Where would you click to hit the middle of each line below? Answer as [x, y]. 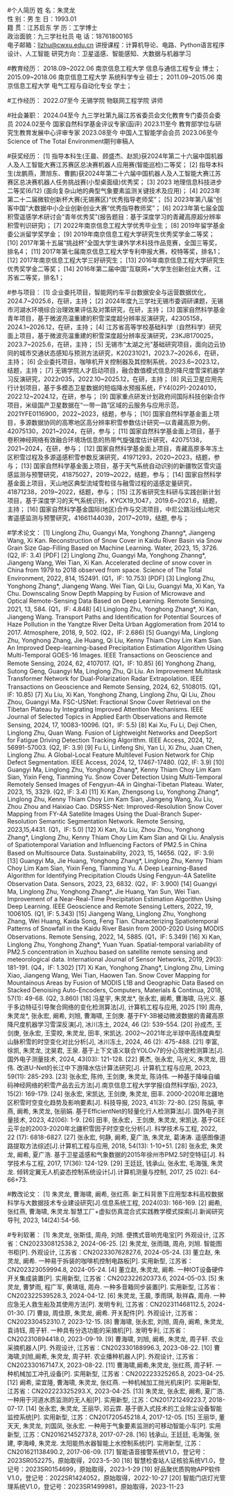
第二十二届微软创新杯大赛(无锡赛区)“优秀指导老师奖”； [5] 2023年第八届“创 [115, 199]
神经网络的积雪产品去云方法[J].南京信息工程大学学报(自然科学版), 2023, [115, 1085]
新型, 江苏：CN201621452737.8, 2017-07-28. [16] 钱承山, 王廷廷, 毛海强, [110, 1435]
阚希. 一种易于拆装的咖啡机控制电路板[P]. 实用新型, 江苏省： [108, 1261]
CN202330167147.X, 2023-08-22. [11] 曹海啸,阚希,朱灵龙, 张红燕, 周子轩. [111, 1365]
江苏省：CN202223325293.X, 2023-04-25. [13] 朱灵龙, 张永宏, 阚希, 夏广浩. [116, 1391]
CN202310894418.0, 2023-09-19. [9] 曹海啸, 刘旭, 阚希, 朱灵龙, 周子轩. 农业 [115, 1339]
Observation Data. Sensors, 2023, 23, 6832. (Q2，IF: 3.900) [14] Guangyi [112, 884]
